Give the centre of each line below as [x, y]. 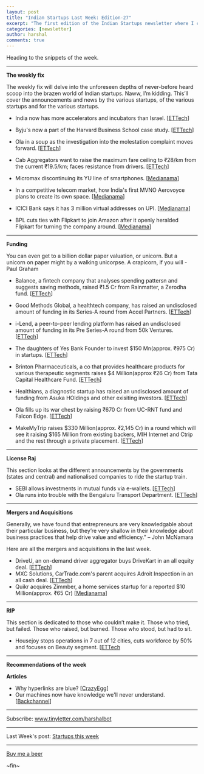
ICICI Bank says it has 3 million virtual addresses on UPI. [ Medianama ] [103, 208]
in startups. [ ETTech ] [41, 355]
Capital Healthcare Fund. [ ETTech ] [58, 379]
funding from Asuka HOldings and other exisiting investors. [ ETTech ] [101, 398]
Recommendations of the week [46, 665]
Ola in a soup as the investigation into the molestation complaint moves [104, 142]
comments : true [25, 40]
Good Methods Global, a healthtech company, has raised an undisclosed [106, 305]
